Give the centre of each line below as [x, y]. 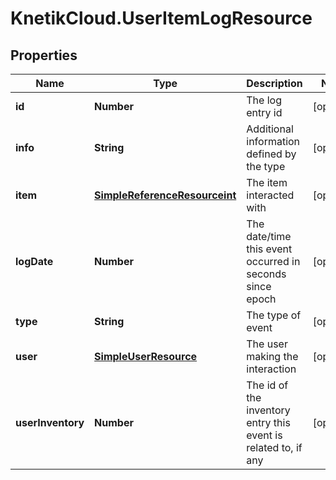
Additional [270, 129]
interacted [270, 195]
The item [267, 182]
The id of [267, 385]
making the [272, 356]
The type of [274, 315]
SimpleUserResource [146, 356]
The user [267, 344]
